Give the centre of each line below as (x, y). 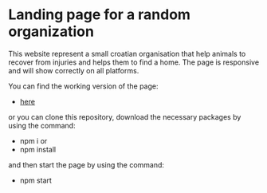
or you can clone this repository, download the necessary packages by (125, 116)
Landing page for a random (100, 15)
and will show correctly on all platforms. (74, 70)
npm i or (33, 140)
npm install (38, 149)
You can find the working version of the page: (83, 86)
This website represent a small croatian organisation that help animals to (127, 53)
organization (51, 32)
